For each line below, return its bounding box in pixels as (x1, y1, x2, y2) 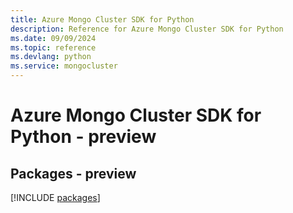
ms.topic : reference (10, 42, 97, 53)
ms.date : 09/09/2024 (10, 33, 97, 43)
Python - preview (10, 126, 157, 148)
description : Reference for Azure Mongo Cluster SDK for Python (10, 24, 284, 34)
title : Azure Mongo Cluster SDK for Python (10, 14, 195, 25)
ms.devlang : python (10, 52, 92, 62)
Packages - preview (10, 165, 137, 182)
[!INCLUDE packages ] (10, 192, 101, 203)
